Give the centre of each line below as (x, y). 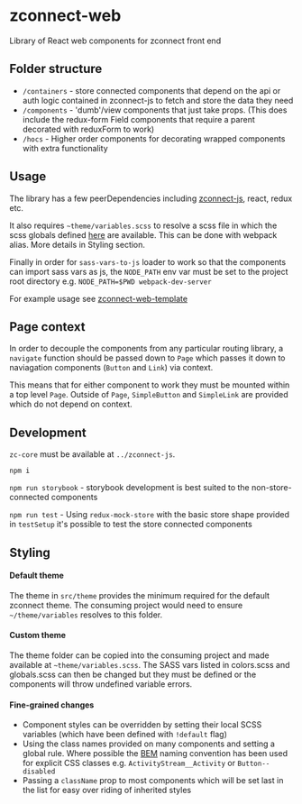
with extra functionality (65, 148)
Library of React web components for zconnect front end (115, 41)
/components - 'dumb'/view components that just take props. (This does (155, 110)
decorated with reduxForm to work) (88, 129)
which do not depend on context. (71, 404)
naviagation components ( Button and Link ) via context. (111, 368)
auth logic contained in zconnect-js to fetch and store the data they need (158, 100)
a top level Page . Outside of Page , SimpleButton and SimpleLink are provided (149, 395)
